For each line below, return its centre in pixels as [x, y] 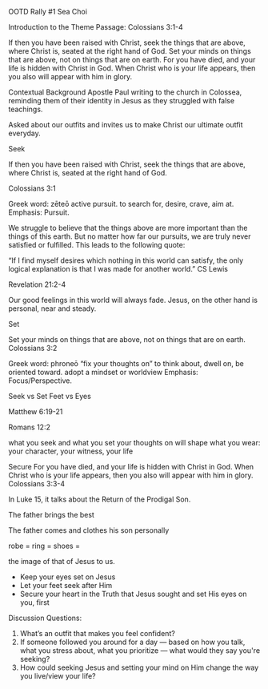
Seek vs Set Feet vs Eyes [50, 396]
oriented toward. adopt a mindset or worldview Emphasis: [103, 372]
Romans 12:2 [29, 427]
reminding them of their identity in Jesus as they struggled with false [121, 101]
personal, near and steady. [52, 308]
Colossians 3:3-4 [37, 484]
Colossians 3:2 [33, 348]
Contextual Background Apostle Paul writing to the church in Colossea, [125, 92]
